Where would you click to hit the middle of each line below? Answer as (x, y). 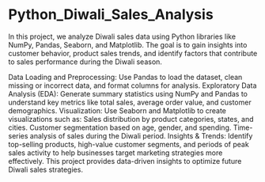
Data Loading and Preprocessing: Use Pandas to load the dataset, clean (125, 77)
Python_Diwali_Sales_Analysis (111, 15)
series (18, 135)
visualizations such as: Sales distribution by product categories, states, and (131, 119)
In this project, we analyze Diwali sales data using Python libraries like (122, 36)
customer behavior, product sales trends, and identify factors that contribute (133, 53)
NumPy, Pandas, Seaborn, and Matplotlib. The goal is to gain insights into (128, 44)
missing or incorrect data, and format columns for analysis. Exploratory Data (132, 85)
